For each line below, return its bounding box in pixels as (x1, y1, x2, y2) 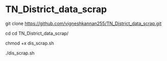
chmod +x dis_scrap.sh (5, 40, 54, 46)
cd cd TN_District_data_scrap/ (5, 30, 69, 36)
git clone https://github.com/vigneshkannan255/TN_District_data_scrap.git (5, 20, 162, 26)
